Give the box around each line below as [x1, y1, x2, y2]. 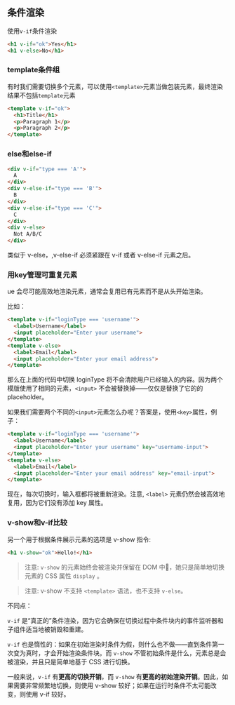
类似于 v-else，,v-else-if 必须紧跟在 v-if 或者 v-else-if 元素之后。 [7, 251, 195, 260]
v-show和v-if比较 [7, 518, 68, 528]
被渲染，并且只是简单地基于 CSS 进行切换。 [7, 657, 135, 666]
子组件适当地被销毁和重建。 [7, 625, 88, 633]
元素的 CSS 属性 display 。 [24, 571, 103, 580]
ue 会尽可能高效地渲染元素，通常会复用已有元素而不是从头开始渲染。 [7, 287, 207, 296]
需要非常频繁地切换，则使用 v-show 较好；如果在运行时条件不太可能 [13, 681, 210, 690]
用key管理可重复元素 [7, 269, 78, 279]
